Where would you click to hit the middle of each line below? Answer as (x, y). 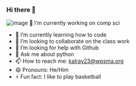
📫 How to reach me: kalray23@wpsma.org (69, 61)
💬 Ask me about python (45, 54)
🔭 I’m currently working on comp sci (75, 23)
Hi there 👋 (21, 10)
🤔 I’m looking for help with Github (57, 48)
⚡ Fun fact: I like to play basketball (58, 77)
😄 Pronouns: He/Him (42, 70)
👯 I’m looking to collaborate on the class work (72, 41)
